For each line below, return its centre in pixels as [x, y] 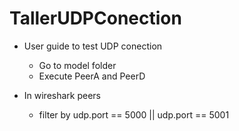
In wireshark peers [62, 95]
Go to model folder [77, 65]
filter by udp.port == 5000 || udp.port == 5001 [134, 114]
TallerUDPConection [95, 18]
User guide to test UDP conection [93, 46]
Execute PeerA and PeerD [92, 76]
